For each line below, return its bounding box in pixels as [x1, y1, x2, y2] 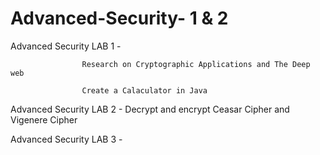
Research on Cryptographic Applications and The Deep [81, 59, 311, 69]
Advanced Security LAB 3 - [10, 133, 123, 145]
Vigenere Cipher [10, 113, 78, 126]
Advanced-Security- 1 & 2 [10, 7, 229, 30]
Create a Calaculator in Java [81, 85, 208, 96]
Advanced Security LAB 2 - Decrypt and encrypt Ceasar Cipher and [10, 103, 290, 115]
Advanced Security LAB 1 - [10, 40, 122, 52]
